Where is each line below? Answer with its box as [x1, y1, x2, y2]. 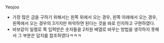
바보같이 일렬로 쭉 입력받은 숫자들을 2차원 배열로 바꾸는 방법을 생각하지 [12, 26, 150, 32]
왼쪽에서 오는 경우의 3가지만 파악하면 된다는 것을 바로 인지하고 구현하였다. [12, 21, 156, 26]
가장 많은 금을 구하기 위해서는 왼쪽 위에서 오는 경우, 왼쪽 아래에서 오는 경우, [12, 14, 158, 20]
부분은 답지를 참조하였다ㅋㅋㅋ [23, 33, 82, 38]
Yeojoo [5, 4, 20, 10]
